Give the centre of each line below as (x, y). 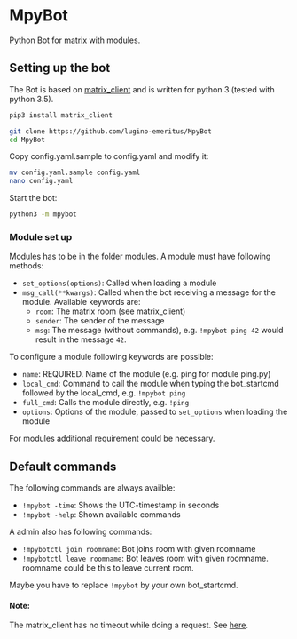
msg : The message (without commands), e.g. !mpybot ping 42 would (159, 331)
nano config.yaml (41, 181)
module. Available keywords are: (81, 302)
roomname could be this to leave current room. (108, 568)
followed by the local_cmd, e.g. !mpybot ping (104, 393)
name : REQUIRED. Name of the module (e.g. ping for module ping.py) (146, 374)
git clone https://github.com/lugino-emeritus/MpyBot (111, 131)
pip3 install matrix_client (61, 115)
